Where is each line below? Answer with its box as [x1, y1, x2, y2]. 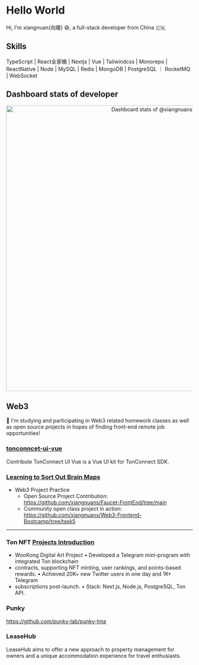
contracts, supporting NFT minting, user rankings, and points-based [14, 564, 181, 571]
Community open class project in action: [23, 505, 123, 512]
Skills [6, 41, 27, 52]
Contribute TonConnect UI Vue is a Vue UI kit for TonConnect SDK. [6, 458, 169, 465]
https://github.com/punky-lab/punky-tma [6, 618, 107, 625]
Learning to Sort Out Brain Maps [6, 472, 101, 481]
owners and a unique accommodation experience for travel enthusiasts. [6, 652, 182, 659]
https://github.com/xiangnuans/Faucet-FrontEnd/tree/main [23, 498, 167, 506]
